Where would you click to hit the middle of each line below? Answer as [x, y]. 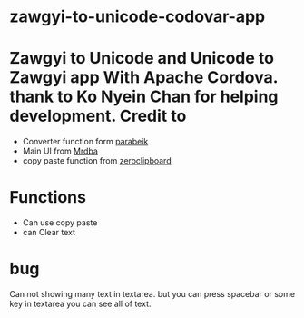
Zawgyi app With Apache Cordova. [144, 78]
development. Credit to [98, 116]
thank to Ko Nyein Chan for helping [144, 97]
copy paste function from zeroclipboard [97, 161]
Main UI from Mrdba [60, 151]
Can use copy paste [60, 223]
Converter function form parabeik [85, 142]
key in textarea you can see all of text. [80, 303]
